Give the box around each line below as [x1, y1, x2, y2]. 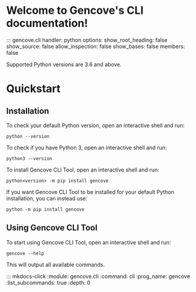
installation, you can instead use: [6, 194, 88, 202]
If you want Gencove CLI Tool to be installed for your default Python [6, 188, 174, 196]
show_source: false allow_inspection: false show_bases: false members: [6, 43, 185, 50]
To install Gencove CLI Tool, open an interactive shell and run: [6, 166, 159, 173]
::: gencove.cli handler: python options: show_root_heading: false [6, 36, 168, 43]
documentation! [6, 16, 88, 30]
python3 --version [6, 155, 52, 161]
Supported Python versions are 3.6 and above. [6, 61, 122, 68]
